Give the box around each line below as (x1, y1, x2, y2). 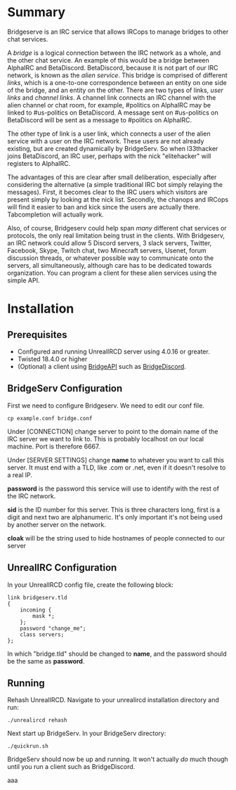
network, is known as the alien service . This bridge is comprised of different (7, 71, 228, 79)
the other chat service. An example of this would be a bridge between (7, 56, 209, 64)
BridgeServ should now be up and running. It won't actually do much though (7, 755, 228, 763)
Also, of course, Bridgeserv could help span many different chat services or (7, 224, 227, 232)
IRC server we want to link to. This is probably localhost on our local (7, 434, 204, 443)
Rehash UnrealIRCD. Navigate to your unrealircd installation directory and (7, 696, 220, 704)
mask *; (32, 612, 55, 619)
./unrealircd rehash (7, 717, 68, 724)
